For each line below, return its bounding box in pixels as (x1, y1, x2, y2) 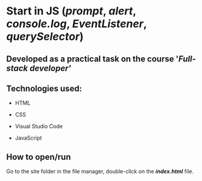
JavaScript (14, 134, 42, 142)
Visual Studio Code (14, 123, 63, 130)
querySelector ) (6, 30, 84, 43)
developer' (30, 63, 71, 73)
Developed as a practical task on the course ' (6, 54, 179, 64)
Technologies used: (6, 83, 83, 94)
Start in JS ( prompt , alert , (6, 4, 137, 18)
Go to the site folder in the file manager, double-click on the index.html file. (6, 168, 194, 175)
